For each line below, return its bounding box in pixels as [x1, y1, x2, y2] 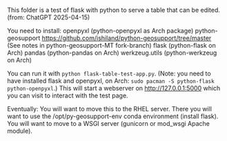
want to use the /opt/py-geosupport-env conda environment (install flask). [7, 112, 219, 120]
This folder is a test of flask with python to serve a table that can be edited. [7, 6, 221, 14]
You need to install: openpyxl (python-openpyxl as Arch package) [7, 27, 194, 35]
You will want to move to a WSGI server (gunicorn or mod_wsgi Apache [7, 120, 210, 127]
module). [7, 127, 33, 135]
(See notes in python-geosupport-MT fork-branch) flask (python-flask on [7, 41, 216, 49]
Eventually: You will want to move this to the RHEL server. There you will [7, 105, 213, 113]
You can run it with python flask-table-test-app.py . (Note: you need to [7, 69, 212, 77]
